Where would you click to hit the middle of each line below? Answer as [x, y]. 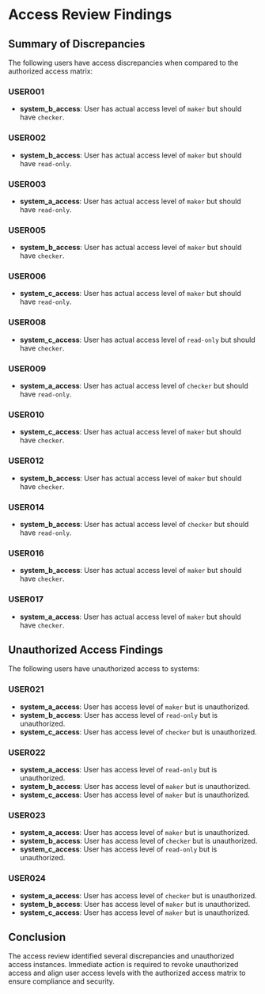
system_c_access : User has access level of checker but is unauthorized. [138, 732]
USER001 [26, 91]
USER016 [26, 553]
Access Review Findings [90, 15]
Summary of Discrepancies [77, 44]
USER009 [27, 368]
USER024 [27, 878]
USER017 [26, 599]
